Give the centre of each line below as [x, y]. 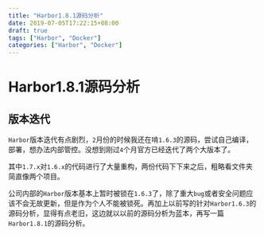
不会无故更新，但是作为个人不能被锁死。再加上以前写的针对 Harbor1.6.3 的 [136, 203]
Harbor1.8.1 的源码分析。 [49, 223]
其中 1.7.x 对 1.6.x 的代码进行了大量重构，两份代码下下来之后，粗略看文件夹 [130, 166]
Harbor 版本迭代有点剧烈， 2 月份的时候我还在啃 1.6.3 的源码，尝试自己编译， [130, 139]
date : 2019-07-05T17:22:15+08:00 [64, 23]
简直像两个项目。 [36, 177]
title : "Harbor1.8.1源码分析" [56, 16]
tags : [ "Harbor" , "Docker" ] [55, 38]
